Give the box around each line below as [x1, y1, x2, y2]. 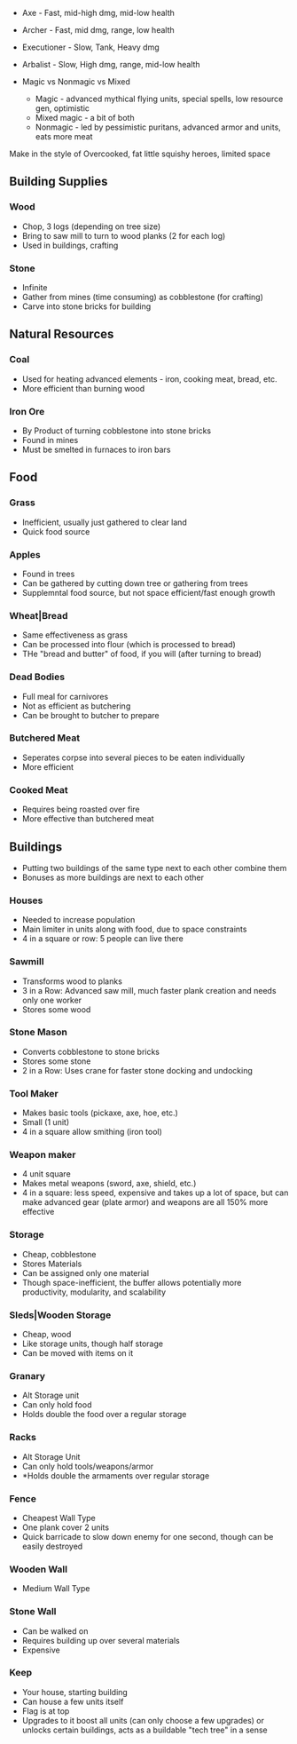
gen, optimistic [35, 103, 90, 114]
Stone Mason [9, 1026, 68, 1038]
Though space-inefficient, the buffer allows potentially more [21, 1277, 242, 1288]
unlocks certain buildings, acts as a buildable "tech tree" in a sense [21, 1724, 268, 1735]
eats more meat [35, 131, 93, 141]
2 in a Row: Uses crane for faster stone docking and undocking [21, 1065, 253, 1075]
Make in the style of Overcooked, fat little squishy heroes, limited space [9, 148, 270, 159]
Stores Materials [21, 1258, 82, 1269]
